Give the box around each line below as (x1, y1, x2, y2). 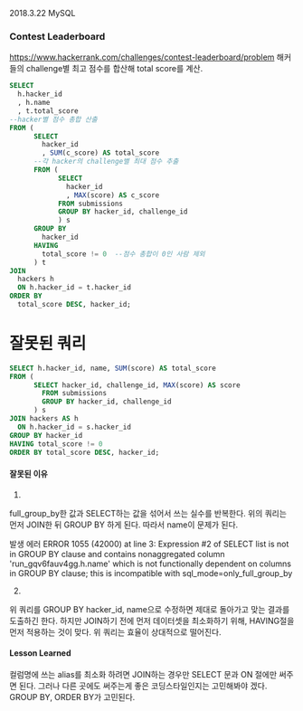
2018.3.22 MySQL (9, 8, 76, 18)
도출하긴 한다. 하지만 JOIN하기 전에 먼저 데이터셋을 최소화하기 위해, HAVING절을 (9, 615, 295, 626)
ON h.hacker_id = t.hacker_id (17, 283, 131, 292)
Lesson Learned (9, 648, 71, 659)
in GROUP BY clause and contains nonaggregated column (9, 548, 225, 559)
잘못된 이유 (9, 469, 48, 479)
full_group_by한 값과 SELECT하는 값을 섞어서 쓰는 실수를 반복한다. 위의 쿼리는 (9, 507, 288, 518)
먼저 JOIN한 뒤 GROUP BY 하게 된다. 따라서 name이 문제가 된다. (9, 519, 239, 530)
